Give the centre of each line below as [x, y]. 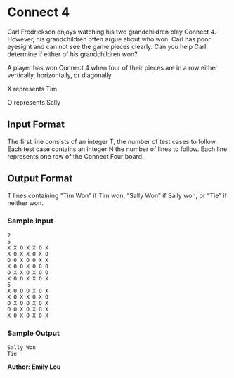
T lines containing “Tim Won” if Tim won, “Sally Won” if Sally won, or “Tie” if [117, 195]
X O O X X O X [28, 278]
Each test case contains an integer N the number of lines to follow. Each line [117, 149]
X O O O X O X [28, 291]
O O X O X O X [28, 309]
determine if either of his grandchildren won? [73, 54]
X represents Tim [32, 89]
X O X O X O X [28, 315]
